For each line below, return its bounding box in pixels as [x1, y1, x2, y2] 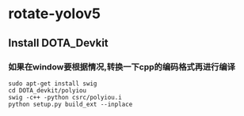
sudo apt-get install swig [8, 80, 97, 88]
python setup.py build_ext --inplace [8, 100, 133, 108]
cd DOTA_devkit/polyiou [8, 86, 87, 95]
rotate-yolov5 [8, 5, 101, 23]
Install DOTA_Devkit [8, 36, 109, 50]
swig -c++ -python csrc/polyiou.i [8, 93, 123, 101]
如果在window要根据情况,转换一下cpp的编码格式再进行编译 [8, 61, 236, 72]
